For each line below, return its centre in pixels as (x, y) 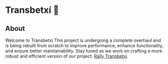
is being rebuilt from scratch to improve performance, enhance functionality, (84, 46)
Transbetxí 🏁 (32, 10)
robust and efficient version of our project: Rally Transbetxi (66, 56)
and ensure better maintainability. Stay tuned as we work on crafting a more (84, 51)
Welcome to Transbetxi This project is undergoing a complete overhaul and (83, 40)
